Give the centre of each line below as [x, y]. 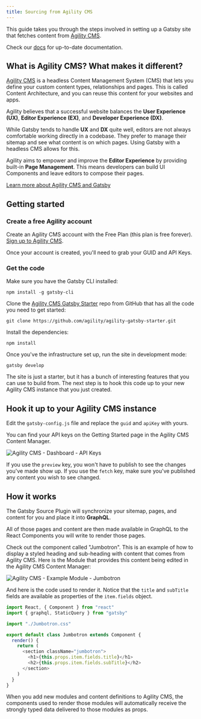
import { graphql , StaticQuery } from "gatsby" [67, 613]
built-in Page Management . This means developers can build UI [86, 167]
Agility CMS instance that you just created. [59, 389]
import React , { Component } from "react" [60, 607]
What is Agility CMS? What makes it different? [95, 66]
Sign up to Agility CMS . [35, 241]
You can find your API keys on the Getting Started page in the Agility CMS [98, 435]
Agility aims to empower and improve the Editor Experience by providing [97, 161]
